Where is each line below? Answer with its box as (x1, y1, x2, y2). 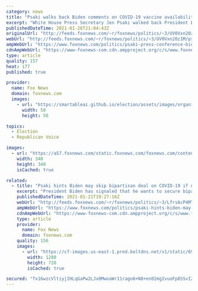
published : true (6, 69, 46, 75)
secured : (6, 276, 28, 282)
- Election (11, 129, 38, 135)
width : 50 (21, 107, 46, 113)
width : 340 (16, 156, 44, 162)
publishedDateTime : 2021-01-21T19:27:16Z (16, 194, 120, 200)
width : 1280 (27, 254, 57, 260)
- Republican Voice (11, 134, 60, 140)
